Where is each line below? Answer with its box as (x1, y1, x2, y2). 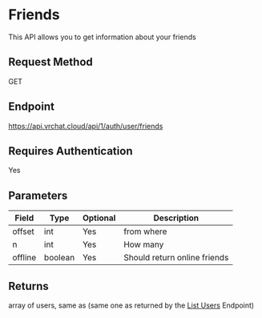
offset (12, 226, 34, 237)
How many (123, 239, 164, 250)
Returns (8, 279, 50, 293)
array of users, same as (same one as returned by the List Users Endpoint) (8, 300, 255, 310)
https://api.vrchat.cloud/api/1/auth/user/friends (8, 121, 163, 131)
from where (123, 226, 167, 237)
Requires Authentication (8, 144, 133, 158)
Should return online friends (123, 252, 229, 264)
